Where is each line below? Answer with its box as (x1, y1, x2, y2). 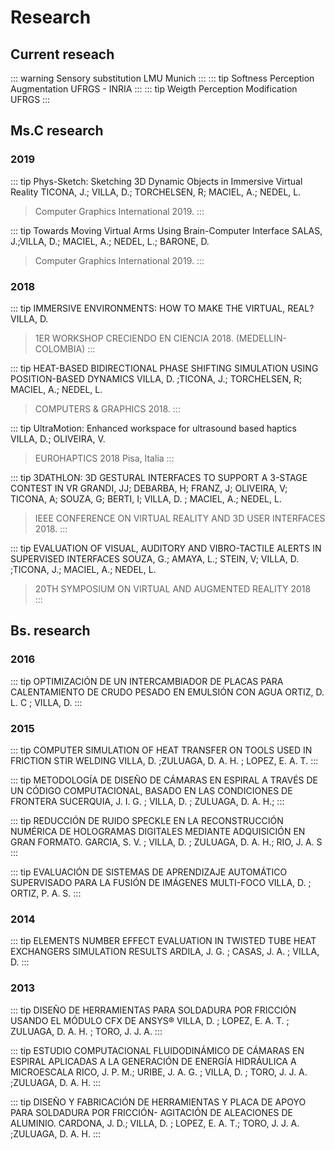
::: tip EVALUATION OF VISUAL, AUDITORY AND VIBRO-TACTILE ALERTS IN (10, 542, 322, 554)
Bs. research (10, 622, 91, 640)
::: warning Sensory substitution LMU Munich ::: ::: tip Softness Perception (10, 72, 315, 84)
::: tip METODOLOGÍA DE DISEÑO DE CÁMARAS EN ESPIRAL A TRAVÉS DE (10, 774, 319, 786)
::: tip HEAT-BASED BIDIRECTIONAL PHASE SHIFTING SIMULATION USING (10, 362, 319, 374)
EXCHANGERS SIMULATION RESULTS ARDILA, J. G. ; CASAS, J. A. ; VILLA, (10, 946, 320, 958)
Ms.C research (10, 122, 104, 140)
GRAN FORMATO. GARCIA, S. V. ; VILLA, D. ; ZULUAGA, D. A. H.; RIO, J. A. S (10, 836, 323, 848)
